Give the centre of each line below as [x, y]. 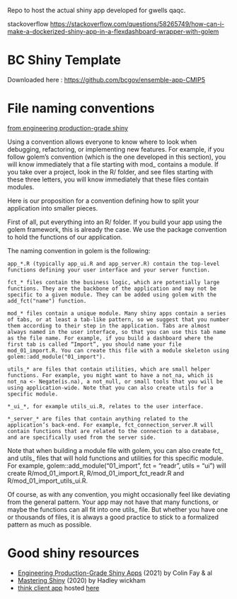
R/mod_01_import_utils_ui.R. [48, 481]
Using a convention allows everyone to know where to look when [102, 142]
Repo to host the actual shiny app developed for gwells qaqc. [97, 10]
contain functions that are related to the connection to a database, [114, 431]
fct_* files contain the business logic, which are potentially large [114, 282]
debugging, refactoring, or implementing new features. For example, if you [116, 149]
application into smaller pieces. [53, 208]
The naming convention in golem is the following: [79, 250]
